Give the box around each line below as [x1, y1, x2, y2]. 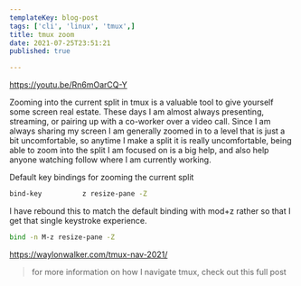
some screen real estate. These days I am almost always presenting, [9, 106, 265, 117]
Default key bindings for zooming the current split [9, 172, 194, 183]
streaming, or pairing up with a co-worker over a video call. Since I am [9, 116, 271, 127]
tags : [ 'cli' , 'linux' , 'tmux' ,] [9, 22, 136, 31]
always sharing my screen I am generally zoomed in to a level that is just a [9, 125, 286, 136]
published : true [9, 47, 71, 56]
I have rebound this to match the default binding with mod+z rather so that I [9, 206, 291, 217]
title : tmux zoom [9, 30, 75, 39]
